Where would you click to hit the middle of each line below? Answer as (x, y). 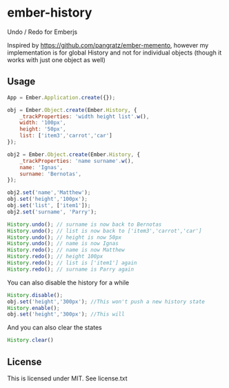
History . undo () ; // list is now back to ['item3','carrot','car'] (104, 231)
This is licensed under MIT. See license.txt (67, 378)
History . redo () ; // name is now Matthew (66, 250)
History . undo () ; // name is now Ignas (63, 244)
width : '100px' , (43, 123)
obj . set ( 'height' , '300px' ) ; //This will (66, 314)
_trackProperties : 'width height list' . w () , (84, 116)
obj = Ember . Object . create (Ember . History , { (72, 110)
